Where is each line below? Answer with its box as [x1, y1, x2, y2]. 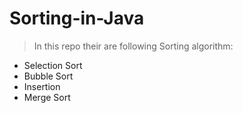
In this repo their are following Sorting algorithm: [33, 40, 234, 52]
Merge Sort [23, 91, 71, 103]
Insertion [23, 80, 61, 92]
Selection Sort [23, 59, 83, 71]
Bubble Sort [23, 70, 74, 82]
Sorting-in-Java [9, 7, 145, 30]
